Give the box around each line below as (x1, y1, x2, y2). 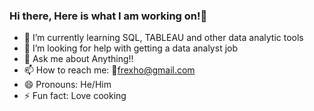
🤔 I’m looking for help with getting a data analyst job (23, 42, 239, 54)
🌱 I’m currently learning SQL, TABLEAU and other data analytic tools (23, 32, 304, 44)
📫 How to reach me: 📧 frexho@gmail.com (23, 64, 196, 76)
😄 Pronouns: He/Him (23, 79, 112, 91)
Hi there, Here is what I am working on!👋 (9, 9, 208, 23)
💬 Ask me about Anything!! (23, 53, 134, 65)
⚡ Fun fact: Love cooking (23, 90, 127, 102)
